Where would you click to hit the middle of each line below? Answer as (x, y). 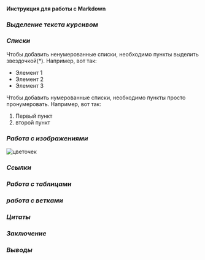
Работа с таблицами (39, 184)
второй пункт (33, 122)
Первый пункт (34, 116)
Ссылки (19, 167)
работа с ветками (35, 201)
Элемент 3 (29, 85)
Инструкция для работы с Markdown (56, 9)
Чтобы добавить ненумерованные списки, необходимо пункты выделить (103, 54)
